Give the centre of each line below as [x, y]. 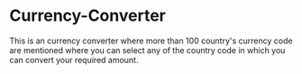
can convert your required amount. [74, 60]
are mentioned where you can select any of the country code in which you [147, 50]
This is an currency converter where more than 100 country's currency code [151, 41]
